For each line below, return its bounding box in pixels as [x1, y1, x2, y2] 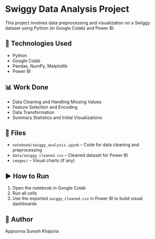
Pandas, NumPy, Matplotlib [12, 63, 68, 69]
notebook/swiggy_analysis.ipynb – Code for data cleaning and [12, 142, 140, 148]
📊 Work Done [5, 83, 49, 92]
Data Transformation [12, 109, 54, 115]
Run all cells [12, 190, 37, 196]
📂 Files [5, 128, 26, 137]
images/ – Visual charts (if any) [12, 158, 75, 163]
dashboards [12, 201, 37, 207]
